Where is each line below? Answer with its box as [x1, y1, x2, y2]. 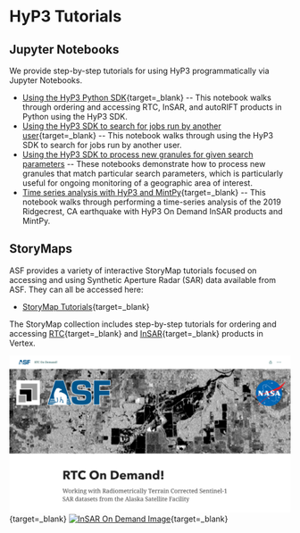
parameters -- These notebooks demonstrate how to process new [21, 159, 266, 169]
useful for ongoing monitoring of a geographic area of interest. [21, 178, 253, 188]
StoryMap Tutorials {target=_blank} [21, 301, 150, 312]
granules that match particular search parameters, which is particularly [21, 168, 284, 179]
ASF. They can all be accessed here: [9, 284, 145, 295]
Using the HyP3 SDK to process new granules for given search [21, 149, 254, 160]
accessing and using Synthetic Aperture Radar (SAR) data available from [9, 274, 277, 285]
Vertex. [9, 337, 36, 348]
